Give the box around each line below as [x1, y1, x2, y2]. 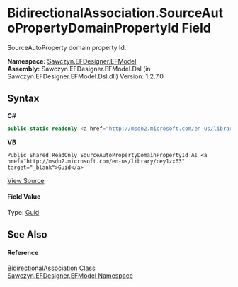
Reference [7, 248, 39, 257]
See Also [7, 228, 47, 241]
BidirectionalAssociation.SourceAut [7, 5, 224, 21]
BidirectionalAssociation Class [7, 264, 96, 273]
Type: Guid [7, 208, 40, 216]
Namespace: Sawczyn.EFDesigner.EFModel [7, 57, 137, 65]
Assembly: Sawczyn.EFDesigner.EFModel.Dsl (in [7, 64, 151, 73]
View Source [7, 176, 45, 184]
